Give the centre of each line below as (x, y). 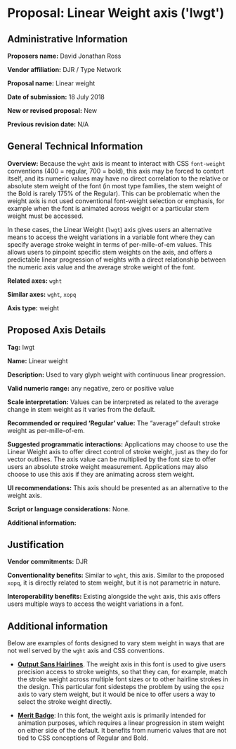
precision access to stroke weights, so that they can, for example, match (122, 672)
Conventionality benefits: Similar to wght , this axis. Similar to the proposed (116, 576)
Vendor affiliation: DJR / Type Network (64, 69)
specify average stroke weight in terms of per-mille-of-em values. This (110, 244)
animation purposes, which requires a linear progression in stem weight (121, 723)
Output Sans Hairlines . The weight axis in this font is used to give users (122, 664)
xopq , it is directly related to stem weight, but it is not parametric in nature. (114, 583)
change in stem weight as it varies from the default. (81, 409)
